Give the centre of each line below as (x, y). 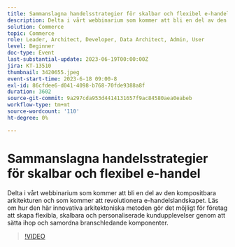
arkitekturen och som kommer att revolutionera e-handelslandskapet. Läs (113, 200)
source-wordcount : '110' (43, 111)
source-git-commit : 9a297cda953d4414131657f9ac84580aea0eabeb (100, 99)
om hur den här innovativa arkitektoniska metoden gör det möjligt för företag (117, 208)
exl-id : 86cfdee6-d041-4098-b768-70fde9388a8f (76, 85)
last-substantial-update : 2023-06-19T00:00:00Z (78, 59)
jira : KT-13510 (29, 66)
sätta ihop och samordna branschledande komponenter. (88, 223)
